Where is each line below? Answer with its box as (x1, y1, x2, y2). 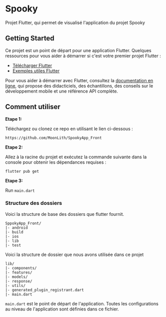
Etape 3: (5, 177, 24, 183)
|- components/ (5, 265, 37, 270)
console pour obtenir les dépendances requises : (5, 159, 106, 165)
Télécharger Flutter (12, 62, 52, 68)
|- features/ (5, 270, 33, 275)
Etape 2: (5, 144, 23, 150)
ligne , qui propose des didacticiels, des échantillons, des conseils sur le (5, 83, 153, 89)
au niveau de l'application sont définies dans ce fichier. (5, 306, 119, 312)
